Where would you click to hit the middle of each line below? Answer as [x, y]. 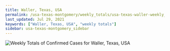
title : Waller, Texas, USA [34, 10]
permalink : [17, 15]
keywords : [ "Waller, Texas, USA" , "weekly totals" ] [61, 24]
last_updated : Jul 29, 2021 [35, 19]
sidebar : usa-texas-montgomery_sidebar [47, 29]
